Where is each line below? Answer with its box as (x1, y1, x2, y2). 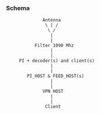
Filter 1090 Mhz (34, 42, 74, 49)
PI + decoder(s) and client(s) (19, 58, 95, 64)
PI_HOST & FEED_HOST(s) (27, 73, 84, 79)
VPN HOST (42, 88, 64, 94)
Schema (6, 4, 30, 12)
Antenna (42, 17, 61, 23)
